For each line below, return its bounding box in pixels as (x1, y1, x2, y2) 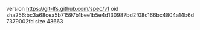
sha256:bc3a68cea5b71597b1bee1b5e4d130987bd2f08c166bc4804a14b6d (6, 11, 195, 19)
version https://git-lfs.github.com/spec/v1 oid (6, 5, 119, 12)
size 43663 (35, 18, 63, 25)
